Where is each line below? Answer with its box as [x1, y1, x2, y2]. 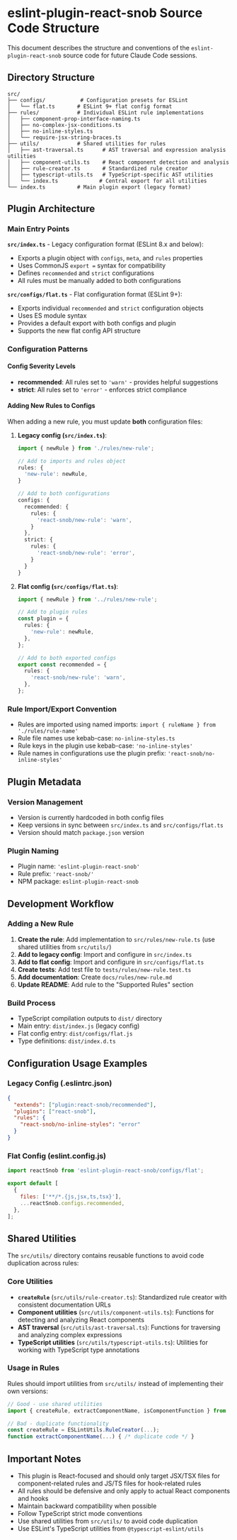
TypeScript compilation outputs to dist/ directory [17, 1014, 163, 1023]
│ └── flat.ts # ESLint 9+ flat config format [7, 103, 173, 110]
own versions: [7, 1387, 48, 1395]
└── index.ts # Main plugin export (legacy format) [7, 183, 192, 191]
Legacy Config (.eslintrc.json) [7, 1078, 112, 1088]
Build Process [7, 998, 56, 1008]
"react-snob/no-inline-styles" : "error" [20, 1121, 141, 1129]
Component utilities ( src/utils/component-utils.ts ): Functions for [17, 1307, 214, 1317]
